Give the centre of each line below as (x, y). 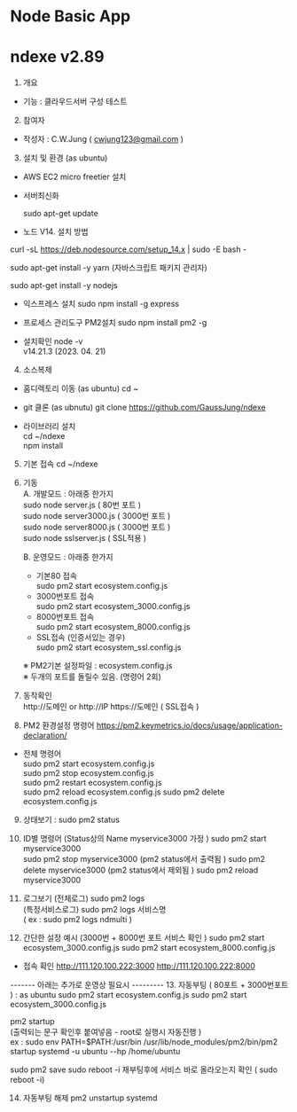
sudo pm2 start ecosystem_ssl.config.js (109, 647)
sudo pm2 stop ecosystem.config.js (88, 773)
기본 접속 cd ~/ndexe (60, 464)
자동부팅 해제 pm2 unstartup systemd (90, 1098)
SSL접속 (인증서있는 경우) (81, 638)
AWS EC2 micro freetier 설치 (74, 177)
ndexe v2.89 (57, 57)
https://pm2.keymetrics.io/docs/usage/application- (189, 725)
